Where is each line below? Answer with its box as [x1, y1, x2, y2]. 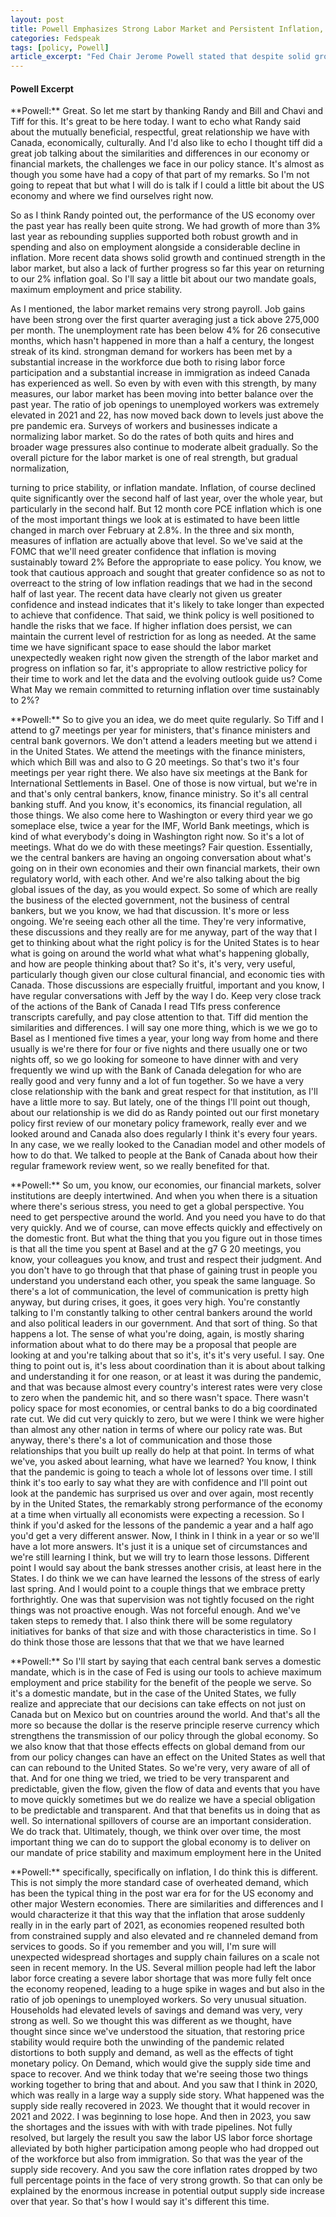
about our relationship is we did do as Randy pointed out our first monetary [10, 1107, 320, 1119]
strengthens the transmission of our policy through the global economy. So [10, 1730, 319, 1742]
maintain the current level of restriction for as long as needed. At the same [10, 631, 317, 643]
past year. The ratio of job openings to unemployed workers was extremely [10, 399, 320, 411]
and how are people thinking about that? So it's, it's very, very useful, [10, 958, 296, 970]
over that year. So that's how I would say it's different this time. [10, 2196, 270, 2208]
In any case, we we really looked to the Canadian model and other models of [10, 1139, 326, 1151]
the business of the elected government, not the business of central [10, 894, 290, 906]
